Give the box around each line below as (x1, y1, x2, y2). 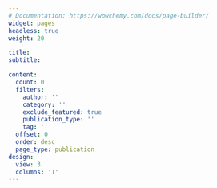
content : (8, 71, 38, 79)
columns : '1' (15, 168, 59, 176)
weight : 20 (8, 34, 45, 43)
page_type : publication (15, 145, 94, 153)
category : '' (22, 100, 66, 108)
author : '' (22, 93, 59, 101)
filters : (15, 85, 45, 93)
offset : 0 (15, 130, 48, 139)
